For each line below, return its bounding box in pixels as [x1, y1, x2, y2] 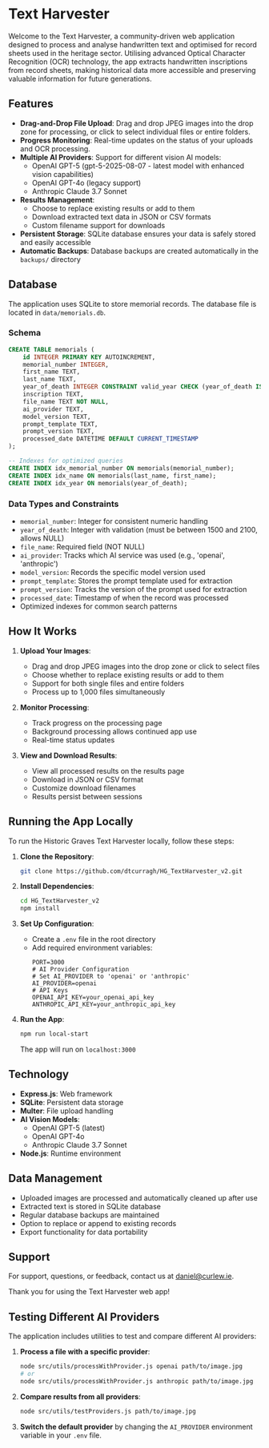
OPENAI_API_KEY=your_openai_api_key [31, 994, 155, 1002]
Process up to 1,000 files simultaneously [31, 686, 166, 697]
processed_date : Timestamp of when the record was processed [19, 593, 229, 602]
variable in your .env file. [19, 1430, 102, 1440]
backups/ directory [19, 254, 82, 264]
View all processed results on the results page [31, 766, 185, 775]
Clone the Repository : [19, 851, 94, 861]
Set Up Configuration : [19, 919, 94, 929]
